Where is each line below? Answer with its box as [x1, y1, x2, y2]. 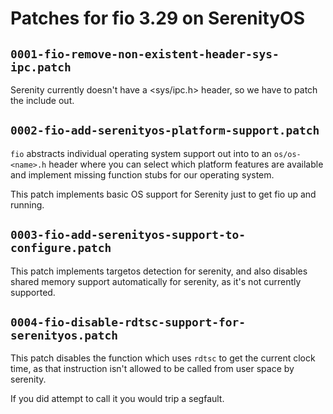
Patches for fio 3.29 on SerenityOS [10, 7, 306, 30]
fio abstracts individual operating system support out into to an [10, 147, 272, 159]
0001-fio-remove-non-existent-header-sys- [10, 47, 280, 61]
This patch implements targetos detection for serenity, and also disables [10, 265, 308, 277]
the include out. [10, 95, 75, 106]
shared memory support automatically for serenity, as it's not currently [10, 275, 302, 287]
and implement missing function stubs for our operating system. [10, 168, 275, 181]
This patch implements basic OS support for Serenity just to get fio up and [10, 188, 317, 200]
